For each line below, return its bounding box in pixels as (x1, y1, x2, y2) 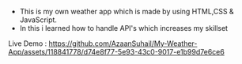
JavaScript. (19, 15, 58, 24)
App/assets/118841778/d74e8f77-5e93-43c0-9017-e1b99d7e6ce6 (8, 47, 225, 56)
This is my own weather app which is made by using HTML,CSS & (19, 7, 235, 16)
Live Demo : (8, 39, 47, 48)
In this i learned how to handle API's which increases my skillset (19, 24, 228, 32)
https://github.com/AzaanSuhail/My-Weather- (48, 39, 198, 48)
